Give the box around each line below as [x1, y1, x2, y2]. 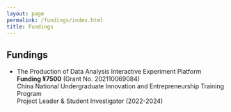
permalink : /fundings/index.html [6, 17, 104, 24]
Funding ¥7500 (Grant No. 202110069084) [16, 74, 141, 83]
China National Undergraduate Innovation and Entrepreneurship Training [16, 82, 224, 90]
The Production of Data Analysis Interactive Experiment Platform [16, 67, 202, 76]
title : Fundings [6, 23, 54, 30]
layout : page [6, 10, 45, 17]
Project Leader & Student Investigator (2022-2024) [16, 97, 164, 105]
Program [16, 90, 42, 98]
